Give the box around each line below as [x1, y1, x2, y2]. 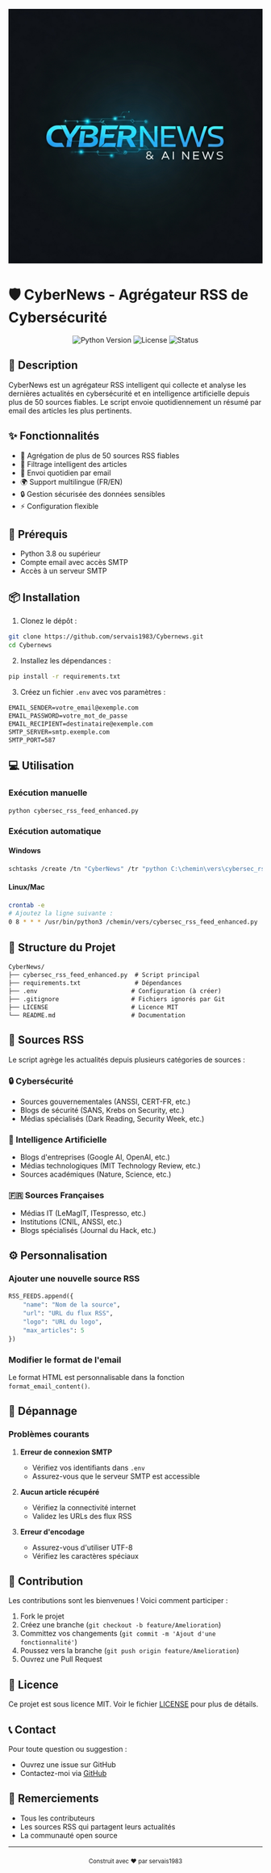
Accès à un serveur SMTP [19, 566, 107, 576]
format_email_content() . [8, 1381, 90, 1391]
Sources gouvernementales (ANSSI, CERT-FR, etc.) [19, 1096, 191, 1107]
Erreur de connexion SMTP [19, 1447, 113, 1457]
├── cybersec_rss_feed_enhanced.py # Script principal [8, 971, 200, 979]
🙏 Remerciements [8, 1791, 99, 1806]
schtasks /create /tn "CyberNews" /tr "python [8, 865, 168, 873]
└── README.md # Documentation [8, 1012, 186, 1020]
